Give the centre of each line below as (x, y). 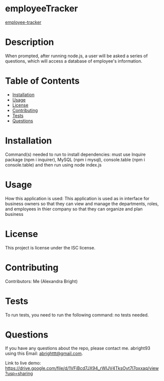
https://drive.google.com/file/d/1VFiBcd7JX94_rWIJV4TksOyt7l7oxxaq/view (82, 368)
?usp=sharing (19, 374)
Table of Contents (42, 81)
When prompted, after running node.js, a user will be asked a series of (76, 56)
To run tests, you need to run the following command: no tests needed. (77, 315)
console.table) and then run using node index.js (53, 165)
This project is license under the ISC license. (50, 247)
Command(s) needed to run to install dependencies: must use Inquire (76, 154)
